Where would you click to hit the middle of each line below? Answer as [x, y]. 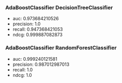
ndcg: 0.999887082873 [37, 35]
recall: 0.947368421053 [38, 29]
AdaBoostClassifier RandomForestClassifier [61, 48]
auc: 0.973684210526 [36, 19]
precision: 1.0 [26, 24]
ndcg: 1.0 [22, 75]
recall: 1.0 [23, 69]
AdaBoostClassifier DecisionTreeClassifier [59, 8]
